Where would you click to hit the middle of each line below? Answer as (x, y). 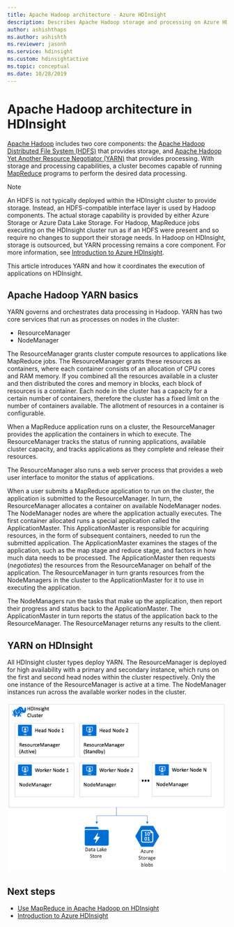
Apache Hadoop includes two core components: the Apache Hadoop (106, 143)
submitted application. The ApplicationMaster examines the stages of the (112, 543)
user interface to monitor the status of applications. (81, 477)
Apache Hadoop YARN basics (73, 295)
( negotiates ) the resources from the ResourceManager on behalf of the (109, 566)
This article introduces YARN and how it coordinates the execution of (106, 266)
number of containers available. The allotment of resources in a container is (116, 406)
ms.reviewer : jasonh (37, 44)
